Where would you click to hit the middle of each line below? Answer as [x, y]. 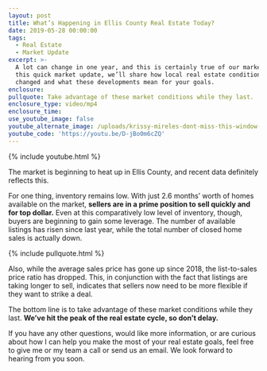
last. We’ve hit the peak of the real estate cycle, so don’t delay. [113, 318]
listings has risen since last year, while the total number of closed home [125, 229]
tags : [17, 38]
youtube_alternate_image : [51, 126]
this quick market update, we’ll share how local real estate [120, 75]
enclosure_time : [35, 112]
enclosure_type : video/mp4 [53, 104]
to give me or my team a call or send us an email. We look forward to [120, 350]
